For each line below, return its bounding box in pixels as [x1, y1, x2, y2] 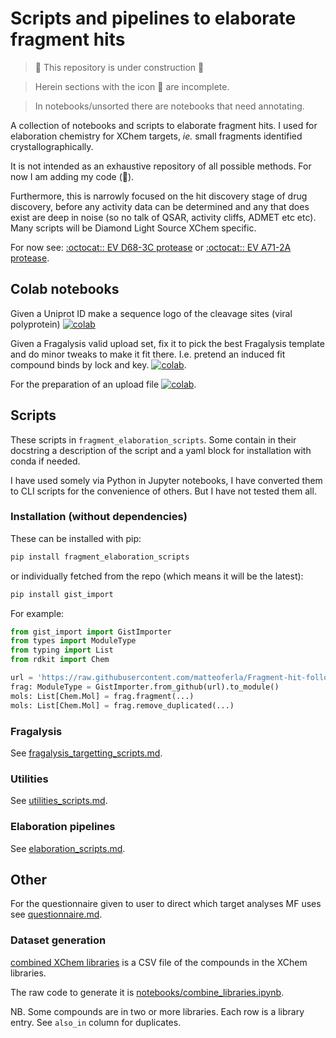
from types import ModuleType [10, 636, 137, 646]
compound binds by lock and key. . [10, 358, 187, 371]
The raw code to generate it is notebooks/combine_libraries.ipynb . [10, 986, 285, 998]
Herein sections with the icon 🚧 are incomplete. [34, 80, 230, 92]
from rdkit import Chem [10, 655, 110, 665]
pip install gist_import [10, 589, 114, 599]
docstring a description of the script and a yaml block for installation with [10, 444, 312, 456]
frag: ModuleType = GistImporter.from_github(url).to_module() [10, 682, 280, 692]
